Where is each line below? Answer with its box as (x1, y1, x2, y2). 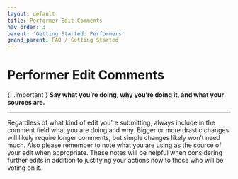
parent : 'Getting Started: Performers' (7, 30, 125, 37)
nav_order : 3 (7, 23, 46, 30)
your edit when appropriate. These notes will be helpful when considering (7, 149, 223, 157)
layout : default (7, 10, 55, 18)
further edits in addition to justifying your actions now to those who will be (7, 156, 224, 165)
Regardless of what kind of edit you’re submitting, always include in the (7, 118, 216, 127)
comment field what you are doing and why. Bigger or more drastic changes (7, 126, 229, 134)
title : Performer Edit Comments (7, 17, 103, 24)
